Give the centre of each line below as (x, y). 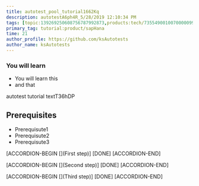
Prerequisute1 (31, 129)
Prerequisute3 (32, 142)
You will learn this (36, 78)
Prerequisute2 (32, 135)
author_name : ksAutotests (38, 45)
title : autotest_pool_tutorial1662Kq (53, 12)
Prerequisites (31, 115)
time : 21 (17, 34)
